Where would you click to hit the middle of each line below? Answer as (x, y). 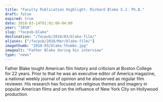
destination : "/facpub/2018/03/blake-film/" (51, 37)
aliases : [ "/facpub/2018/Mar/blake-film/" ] (50, 41)
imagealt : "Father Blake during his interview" (54, 50)
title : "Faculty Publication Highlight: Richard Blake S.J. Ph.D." (75, 9)
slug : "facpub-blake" (27, 32)
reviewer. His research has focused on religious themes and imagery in (76, 84)
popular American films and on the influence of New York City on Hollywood (81, 89)
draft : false (18, 14)
